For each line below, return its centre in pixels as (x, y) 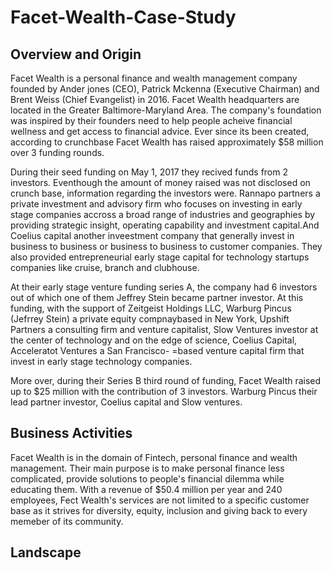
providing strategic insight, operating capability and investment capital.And (165, 225)
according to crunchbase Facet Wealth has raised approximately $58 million (167, 142)
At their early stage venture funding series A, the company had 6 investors (164, 287)
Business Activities (71, 433)
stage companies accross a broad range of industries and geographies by (163, 214)
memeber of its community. (67, 521)
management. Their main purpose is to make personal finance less (147, 468)
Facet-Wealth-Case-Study (123, 17)
